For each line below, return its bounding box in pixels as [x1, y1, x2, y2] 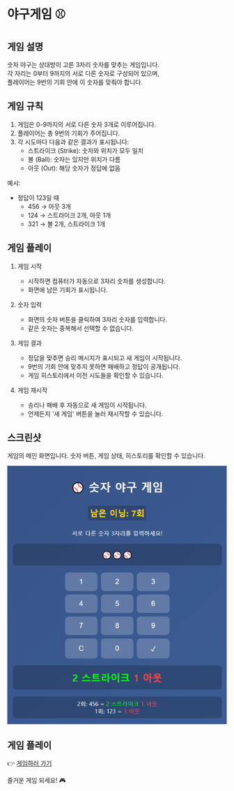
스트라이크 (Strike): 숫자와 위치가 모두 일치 [27, 146, 144, 154]
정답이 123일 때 [17, 193, 59, 202]
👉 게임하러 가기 [7, 759, 52, 768]
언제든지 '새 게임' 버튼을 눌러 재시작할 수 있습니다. [27, 409, 164, 417]
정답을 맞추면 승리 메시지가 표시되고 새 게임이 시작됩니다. [27, 353, 182, 362]
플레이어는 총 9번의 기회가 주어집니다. [17, 128, 120, 137]
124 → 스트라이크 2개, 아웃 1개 [27, 211, 111, 219]
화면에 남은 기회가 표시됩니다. [27, 286, 108, 294]
